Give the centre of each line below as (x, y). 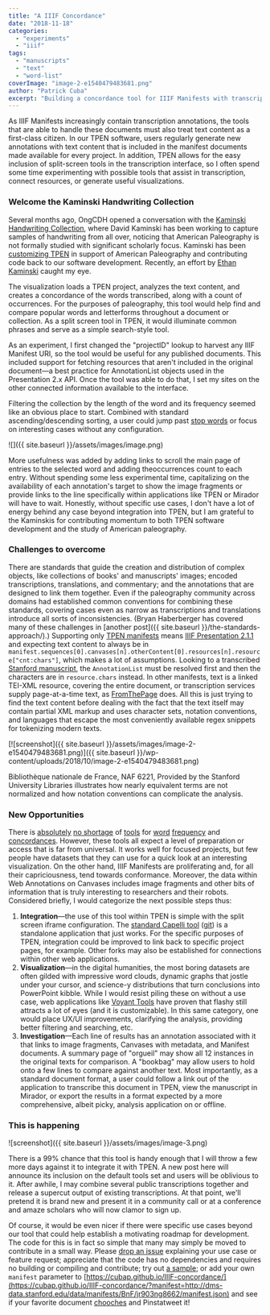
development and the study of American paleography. (98, 529)
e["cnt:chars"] (34, 660)
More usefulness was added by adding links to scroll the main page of (125, 460)
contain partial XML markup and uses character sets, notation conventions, (133, 711)
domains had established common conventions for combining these (121, 601)
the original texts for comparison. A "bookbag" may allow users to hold (137, 1062)
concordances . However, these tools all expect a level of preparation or (127, 841)
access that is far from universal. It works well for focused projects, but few (133, 849)
